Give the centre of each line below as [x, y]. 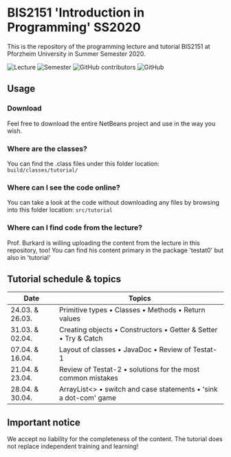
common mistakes [89, 378]
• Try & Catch [81, 338]
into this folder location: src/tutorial [60, 210]
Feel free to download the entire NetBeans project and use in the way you [111, 123]
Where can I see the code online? [64, 187]
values [70, 318]
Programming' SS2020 [74, 27]
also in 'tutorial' [29, 257]
